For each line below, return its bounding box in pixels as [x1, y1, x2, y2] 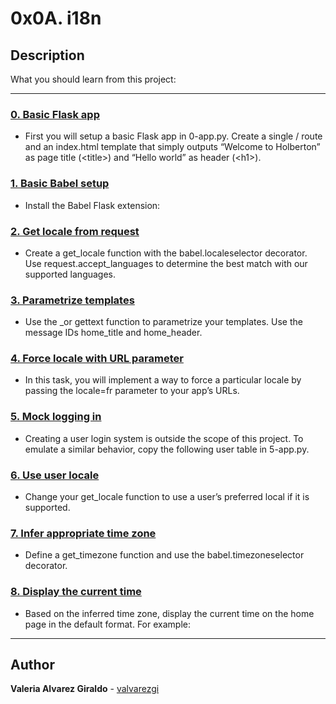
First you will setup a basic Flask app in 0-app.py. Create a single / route [24, 130, 323, 142]
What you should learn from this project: [10, 73, 177, 85]
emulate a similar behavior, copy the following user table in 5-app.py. [24, 443, 310, 455]
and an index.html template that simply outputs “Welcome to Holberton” [24, 141, 321, 153]
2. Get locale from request [10, 224, 140, 238]
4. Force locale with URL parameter [10, 352, 184, 366]
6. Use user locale [10, 468, 100, 482]
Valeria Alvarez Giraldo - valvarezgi [10, 683, 160, 695]
